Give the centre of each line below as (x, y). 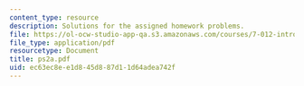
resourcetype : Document (54, 51)
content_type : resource (54, 17)
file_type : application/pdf (62, 43)
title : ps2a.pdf (40, 59)
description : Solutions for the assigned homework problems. (127, 26)
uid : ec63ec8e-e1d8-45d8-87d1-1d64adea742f (93, 68)
